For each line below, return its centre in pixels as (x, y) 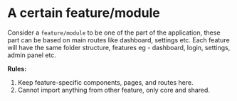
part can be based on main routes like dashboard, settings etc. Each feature (118, 40)
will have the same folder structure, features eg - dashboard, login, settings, (119, 47)
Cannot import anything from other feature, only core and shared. (114, 90)
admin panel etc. (32, 55)
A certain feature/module (84, 13)
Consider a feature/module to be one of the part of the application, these (114, 32)
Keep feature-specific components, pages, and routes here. (105, 82)
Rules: (17, 69)
